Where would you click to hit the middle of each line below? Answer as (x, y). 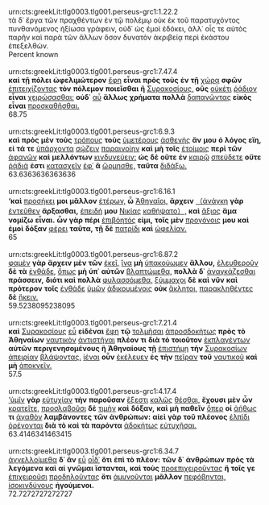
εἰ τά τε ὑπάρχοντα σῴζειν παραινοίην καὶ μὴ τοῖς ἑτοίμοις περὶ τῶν (125, 149)
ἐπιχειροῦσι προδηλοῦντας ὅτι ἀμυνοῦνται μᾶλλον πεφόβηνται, (117, 477)
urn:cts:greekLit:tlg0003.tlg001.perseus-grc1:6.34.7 (94, 451)
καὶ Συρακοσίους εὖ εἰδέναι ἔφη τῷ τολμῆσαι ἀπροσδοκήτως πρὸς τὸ (127, 331)
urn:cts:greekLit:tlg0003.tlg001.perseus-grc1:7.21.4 (93, 323)
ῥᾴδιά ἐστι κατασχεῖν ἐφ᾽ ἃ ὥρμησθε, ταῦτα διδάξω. (98, 166)
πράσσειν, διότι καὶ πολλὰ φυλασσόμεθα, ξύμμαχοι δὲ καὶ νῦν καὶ (123, 280)
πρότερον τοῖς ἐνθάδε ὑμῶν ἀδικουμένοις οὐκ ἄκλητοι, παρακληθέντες (131, 288)
